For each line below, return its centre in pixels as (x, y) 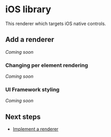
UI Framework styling (32, 89)
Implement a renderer (36, 129)
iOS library (28, 9)
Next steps (23, 117)
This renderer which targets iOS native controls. (56, 24)
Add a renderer (30, 40)
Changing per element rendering (47, 65)
